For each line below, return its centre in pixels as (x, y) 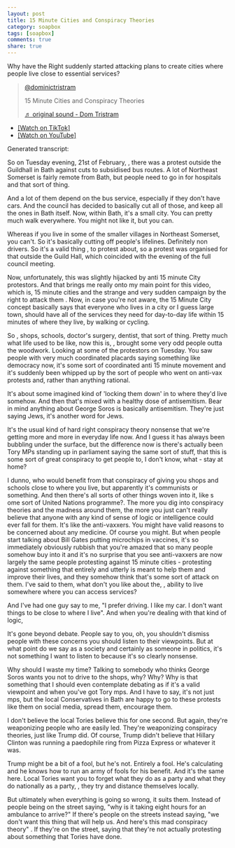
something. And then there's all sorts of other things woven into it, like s (111, 495)
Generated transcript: (38, 149)
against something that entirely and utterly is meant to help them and (107, 570)
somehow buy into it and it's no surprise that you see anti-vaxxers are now (115, 554)
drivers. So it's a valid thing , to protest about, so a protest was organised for (118, 249)
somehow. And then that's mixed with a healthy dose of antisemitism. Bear (115, 401)
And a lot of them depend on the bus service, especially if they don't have (114, 198)
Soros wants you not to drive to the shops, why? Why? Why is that (102, 677)
